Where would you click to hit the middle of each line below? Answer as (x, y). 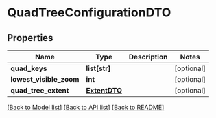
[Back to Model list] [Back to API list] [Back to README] (86, 107)
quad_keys (29, 68)
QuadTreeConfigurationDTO (89, 13)
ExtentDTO (104, 90)
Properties (30, 38)
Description (148, 57)
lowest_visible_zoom (45, 79)
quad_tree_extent (40, 90)
